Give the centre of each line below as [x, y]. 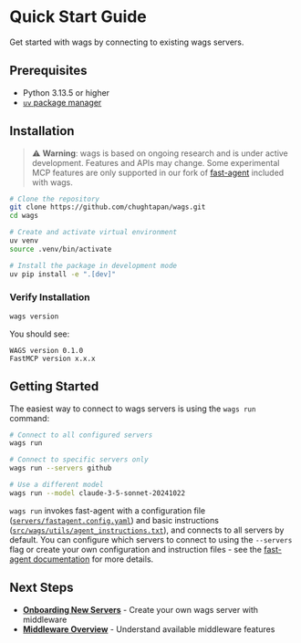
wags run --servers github [61, 468]
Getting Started [54, 386]
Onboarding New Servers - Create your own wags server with [140, 609]
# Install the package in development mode [93, 265]
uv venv [24, 241]
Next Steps [42, 588]
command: [30, 418]
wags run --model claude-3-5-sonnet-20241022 [97, 493]
